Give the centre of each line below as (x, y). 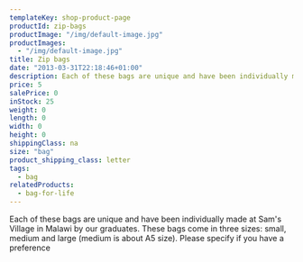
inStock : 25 (32, 101)
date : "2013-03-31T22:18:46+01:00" (76, 68)
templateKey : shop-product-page (70, 18)
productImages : (38, 43)
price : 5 (26, 85)
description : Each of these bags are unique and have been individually (149, 77)
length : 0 (28, 118)
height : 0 (28, 135)
